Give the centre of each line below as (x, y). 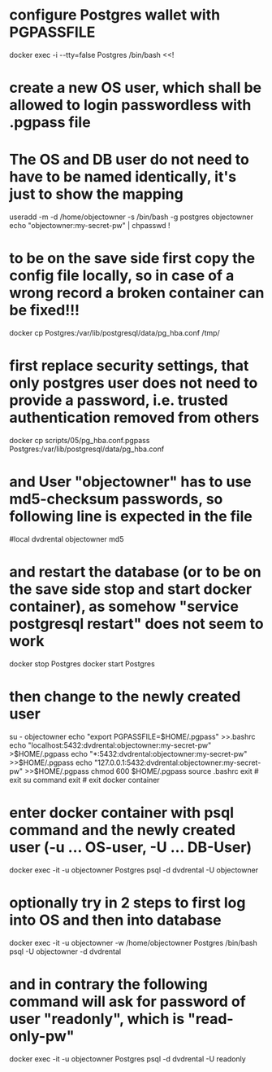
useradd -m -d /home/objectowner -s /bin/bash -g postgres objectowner (132, 217)
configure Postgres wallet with (115, 15)
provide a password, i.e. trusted (119, 400)
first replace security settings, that (129, 366)
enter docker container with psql (122, 813)
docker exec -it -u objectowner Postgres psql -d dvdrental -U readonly (127, 1059)
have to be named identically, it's (123, 177)
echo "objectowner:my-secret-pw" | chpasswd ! (90, 226)
